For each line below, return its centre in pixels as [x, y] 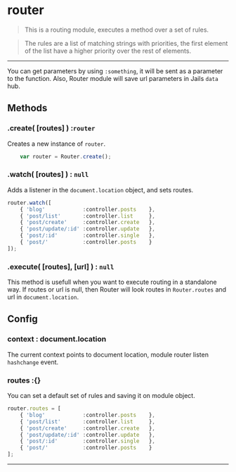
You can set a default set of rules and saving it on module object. [101, 396]
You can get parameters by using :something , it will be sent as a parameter [115, 71]
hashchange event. [33, 362]
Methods [27, 108]
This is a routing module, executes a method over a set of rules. [117, 30]
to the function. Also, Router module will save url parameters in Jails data [113, 78]
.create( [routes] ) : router [51, 128]
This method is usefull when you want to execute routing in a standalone [112, 282]
